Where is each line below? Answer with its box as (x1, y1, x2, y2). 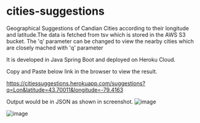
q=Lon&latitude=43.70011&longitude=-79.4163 (6, 86, 124, 93)
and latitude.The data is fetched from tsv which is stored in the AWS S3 (6, 31, 186, 38)
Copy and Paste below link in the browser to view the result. (6, 67, 158, 75)
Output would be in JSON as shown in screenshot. (6, 98, 133, 105)
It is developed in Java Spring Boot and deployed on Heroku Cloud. (6, 56, 176, 63)
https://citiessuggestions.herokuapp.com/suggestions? (6, 80, 146, 87)
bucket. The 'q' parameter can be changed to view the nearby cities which (6, 37, 194, 45)
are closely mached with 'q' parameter (6, 44, 104, 51)
